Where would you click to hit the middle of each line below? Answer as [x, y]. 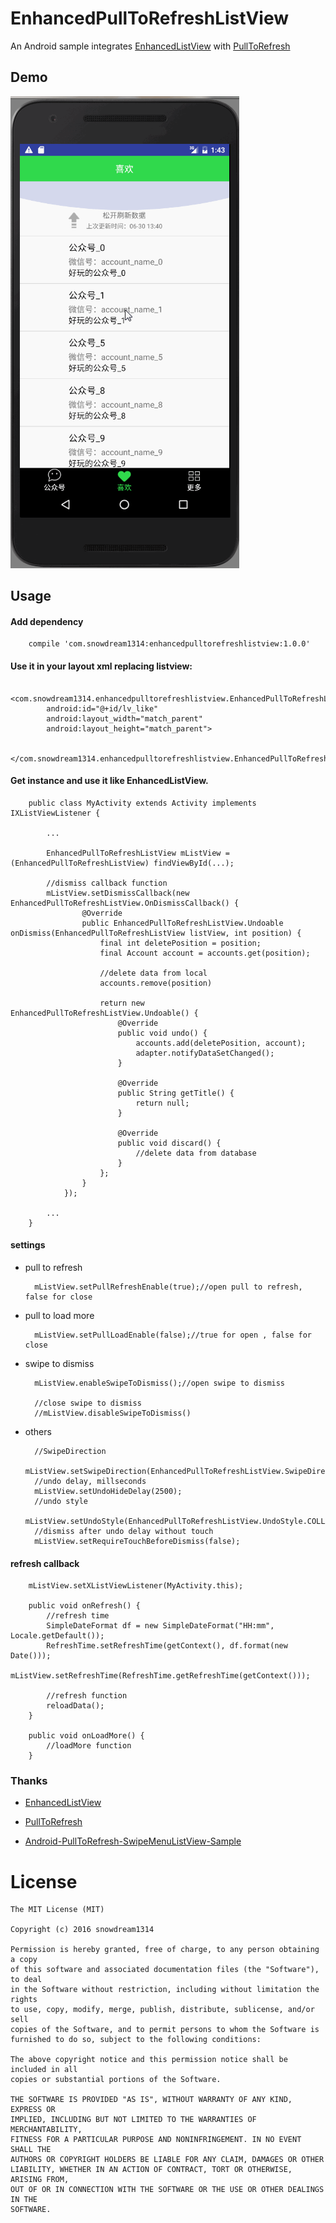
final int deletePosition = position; [180, 943]
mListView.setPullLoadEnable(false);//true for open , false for [173, 1335]
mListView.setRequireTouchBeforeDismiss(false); [137, 1541]
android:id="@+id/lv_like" [102, 708]
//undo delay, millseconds [90, 1481]
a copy [24, 1960]
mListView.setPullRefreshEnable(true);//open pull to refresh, [168, 1287]
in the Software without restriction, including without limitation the [165, 1990]
